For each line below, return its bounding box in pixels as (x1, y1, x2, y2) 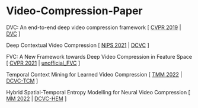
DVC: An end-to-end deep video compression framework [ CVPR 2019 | (6, 24, 181, 31)
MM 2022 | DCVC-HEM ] (6, 95, 67, 102)
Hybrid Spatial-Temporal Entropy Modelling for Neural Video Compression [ (6, 88, 191, 96)
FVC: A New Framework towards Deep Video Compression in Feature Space (6, 53, 193, 60)
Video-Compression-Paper (6, 4, 143, 18)
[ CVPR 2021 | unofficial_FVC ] (6, 59, 81, 66)
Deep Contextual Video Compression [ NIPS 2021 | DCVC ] (6, 42, 149, 49)
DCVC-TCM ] (6, 77, 39, 84)
